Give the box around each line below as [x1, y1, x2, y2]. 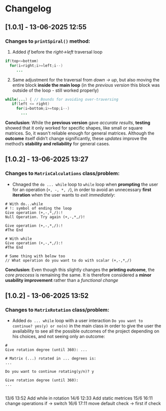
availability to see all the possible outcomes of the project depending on [12, 328, 160, 334]
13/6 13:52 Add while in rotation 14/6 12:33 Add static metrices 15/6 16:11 [5, 395, 153, 401]
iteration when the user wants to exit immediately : [12, 192, 115, 198]
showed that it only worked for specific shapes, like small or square [5, 125, 143, 131]
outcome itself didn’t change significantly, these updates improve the [5, 136, 147, 141]
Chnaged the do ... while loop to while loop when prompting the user [12, 181, 159, 187]
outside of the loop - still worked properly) [12, 87, 99, 93]
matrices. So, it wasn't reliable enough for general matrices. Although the [5, 130, 155, 136]
